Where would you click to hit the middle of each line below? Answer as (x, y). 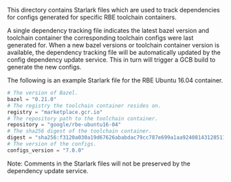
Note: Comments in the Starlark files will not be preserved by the (99, 163)
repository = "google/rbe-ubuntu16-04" (64, 125)
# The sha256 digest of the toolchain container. (80, 131)
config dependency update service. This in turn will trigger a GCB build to (111, 60)
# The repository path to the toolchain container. (82, 118)
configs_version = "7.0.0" (46, 150)
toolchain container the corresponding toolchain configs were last (100, 38)
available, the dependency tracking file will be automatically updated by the (114, 52)
